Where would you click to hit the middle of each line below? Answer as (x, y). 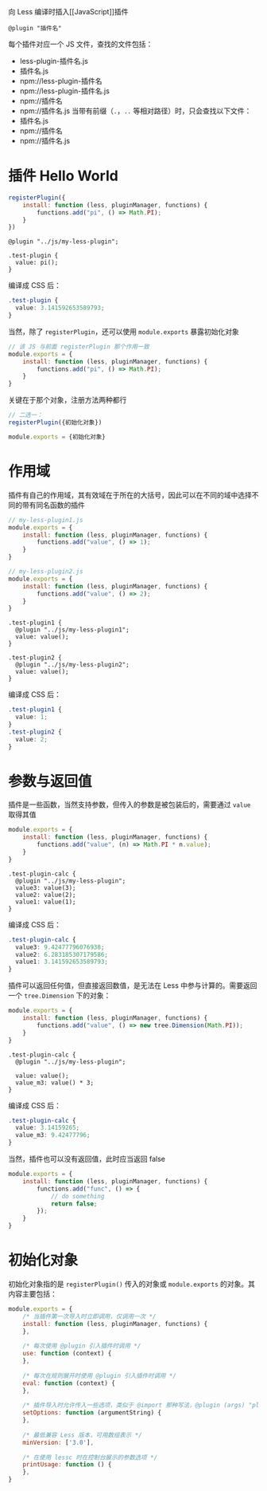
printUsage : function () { (67, 1465)
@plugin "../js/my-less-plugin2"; (72, 665)
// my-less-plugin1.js (46, 520)
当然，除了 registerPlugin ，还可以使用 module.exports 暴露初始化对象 (124, 331)
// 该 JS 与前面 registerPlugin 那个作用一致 (79, 346)
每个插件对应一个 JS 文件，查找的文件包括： (81, 44)
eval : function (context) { (69, 1383)
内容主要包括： (33, 1294)
